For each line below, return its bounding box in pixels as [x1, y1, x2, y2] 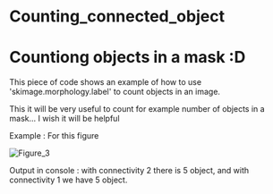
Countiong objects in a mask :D [9, 47, 246, 68]
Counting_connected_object [9, 6, 226, 27]
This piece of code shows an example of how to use [9, 77, 202, 88]
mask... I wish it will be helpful [9, 114, 120, 124]
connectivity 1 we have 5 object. [9, 174, 128, 185]
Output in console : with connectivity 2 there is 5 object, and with [9, 165, 250, 176]
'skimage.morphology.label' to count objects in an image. [9, 87, 221, 97]
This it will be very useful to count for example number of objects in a [9, 104, 266, 114]
